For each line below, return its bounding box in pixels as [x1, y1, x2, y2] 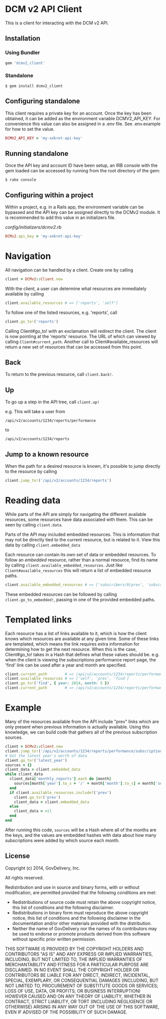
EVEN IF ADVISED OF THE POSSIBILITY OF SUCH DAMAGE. [5, 1009, 127, 1015]
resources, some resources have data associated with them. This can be [5, 516, 153, 522]
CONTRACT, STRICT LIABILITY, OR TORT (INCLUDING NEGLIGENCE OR [5, 998, 153, 1004]
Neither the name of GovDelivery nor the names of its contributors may [12, 925, 157, 932]
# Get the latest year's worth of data [5, 753, 87, 758]
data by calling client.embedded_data [5, 542, 81, 548]
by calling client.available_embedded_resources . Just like [5, 562, 123, 568]
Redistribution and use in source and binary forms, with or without [5, 884, 140, 890]
